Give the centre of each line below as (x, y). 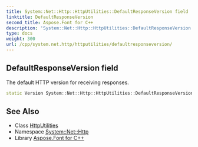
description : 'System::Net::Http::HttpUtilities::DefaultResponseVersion (99, 28)
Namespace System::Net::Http (52, 132)
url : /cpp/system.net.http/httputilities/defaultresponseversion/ (89, 45)
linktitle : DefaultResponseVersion (50, 17)
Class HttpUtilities (37, 126)
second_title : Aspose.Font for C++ (50, 22)
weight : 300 (21, 39)
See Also (23, 111)
